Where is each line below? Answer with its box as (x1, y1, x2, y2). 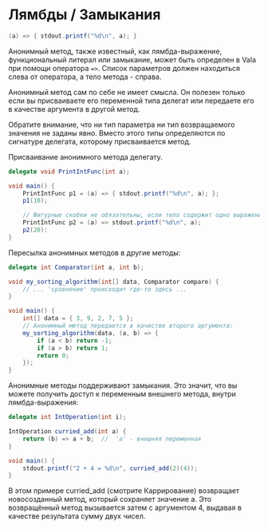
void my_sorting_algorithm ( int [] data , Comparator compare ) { (8, 278, 219, 286)
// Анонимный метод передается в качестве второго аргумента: (22, 322, 234, 330)
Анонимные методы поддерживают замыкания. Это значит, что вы (8, 381, 238, 390)
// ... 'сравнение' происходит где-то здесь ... (22, 285, 187, 293)
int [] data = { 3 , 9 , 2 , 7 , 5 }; (22, 314, 134, 322)
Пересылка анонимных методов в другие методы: (8, 247, 181, 257)
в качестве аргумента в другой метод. (8, 104, 140, 113)
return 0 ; (37, 351, 69, 360)
